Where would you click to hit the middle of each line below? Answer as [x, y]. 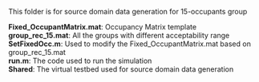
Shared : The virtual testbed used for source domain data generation [121, 69]
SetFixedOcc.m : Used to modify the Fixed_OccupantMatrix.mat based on [129, 44]
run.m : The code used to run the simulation [80, 61]
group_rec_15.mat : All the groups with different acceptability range [119, 35]
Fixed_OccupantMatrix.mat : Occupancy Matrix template [103, 27]
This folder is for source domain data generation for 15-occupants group [128, 12]
